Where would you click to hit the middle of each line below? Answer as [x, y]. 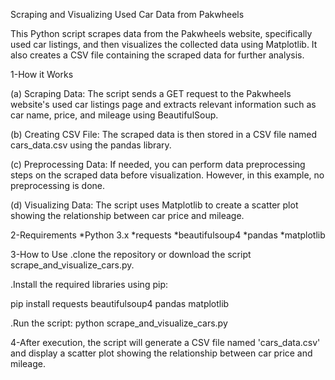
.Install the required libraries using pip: [89, 284]
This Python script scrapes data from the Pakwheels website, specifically [161, 33]
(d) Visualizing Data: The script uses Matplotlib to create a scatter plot [154, 205]
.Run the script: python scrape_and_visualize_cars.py [119, 323]
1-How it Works [42, 74]
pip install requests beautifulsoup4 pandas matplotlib [120, 303]
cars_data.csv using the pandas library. [91, 145]
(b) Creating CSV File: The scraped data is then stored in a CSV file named [164, 134]
